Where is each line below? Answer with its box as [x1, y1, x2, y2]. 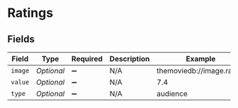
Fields [7, 33, 35, 45]
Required [71, 54, 103, 64]
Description [109, 54, 150, 64]
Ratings [7, 5, 54, 21]
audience [157, 89, 188, 98]
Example [186, 54, 216, 64]
